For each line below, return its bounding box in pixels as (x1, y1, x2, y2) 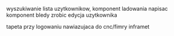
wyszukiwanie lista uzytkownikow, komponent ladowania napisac (6, 5, 169, 12)
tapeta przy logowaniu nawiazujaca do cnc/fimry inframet (6, 23, 150, 30)
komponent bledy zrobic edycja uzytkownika (6, 11, 117, 19)
